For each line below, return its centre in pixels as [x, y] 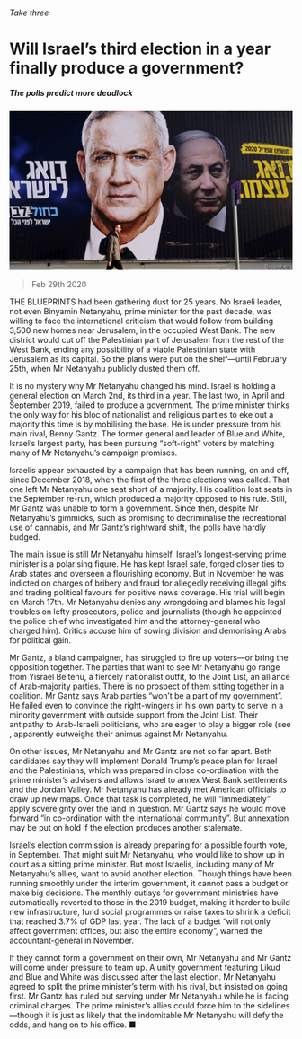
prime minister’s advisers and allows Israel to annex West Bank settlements [148, 780]
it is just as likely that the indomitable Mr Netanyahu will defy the [164, 1016]
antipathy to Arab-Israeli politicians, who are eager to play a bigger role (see [150, 725]
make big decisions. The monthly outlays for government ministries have [144, 893]
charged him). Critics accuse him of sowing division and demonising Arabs [148, 631]
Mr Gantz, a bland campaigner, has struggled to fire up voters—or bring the [149, 658]
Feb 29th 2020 [59, 285]
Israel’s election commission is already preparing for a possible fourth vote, [148, 845]
